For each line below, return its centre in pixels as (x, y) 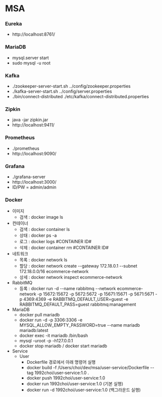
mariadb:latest (34, 331)
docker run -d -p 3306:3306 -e (51, 320)
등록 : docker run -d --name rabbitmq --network (68, 289)
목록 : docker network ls (43, 260)
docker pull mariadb (40, 315)
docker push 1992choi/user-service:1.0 (66, 378)
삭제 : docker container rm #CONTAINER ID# (64, 248)
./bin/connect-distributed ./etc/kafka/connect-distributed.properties (81, 97)
